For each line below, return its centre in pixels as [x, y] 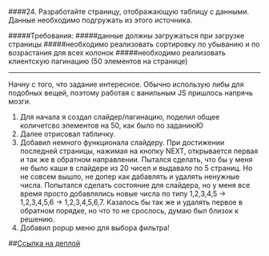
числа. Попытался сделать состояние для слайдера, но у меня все [135, 185]
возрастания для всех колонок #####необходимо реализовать [117, 53]
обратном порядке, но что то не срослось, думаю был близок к [129, 211]
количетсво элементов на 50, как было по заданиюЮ [112, 125]
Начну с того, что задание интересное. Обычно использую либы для [126, 84]
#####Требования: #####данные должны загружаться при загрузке [126, 36]
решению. [37, 219]
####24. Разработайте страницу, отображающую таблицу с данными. [129, 12]
